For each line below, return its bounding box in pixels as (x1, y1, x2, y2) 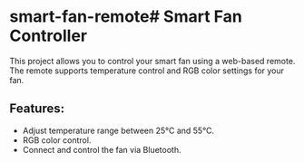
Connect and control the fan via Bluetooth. (22, 144, 181, 155)
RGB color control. (22, 134, 92, 146)
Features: (9, 101, 65, 117)
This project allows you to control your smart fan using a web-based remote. (9, 55, 296, 66)
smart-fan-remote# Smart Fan (9, 6, 242, 27)
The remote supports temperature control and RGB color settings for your (9, 65, 284, 76)
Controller (9, 25, 88, 46)
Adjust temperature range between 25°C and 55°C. (22, 125, 215, 136)
